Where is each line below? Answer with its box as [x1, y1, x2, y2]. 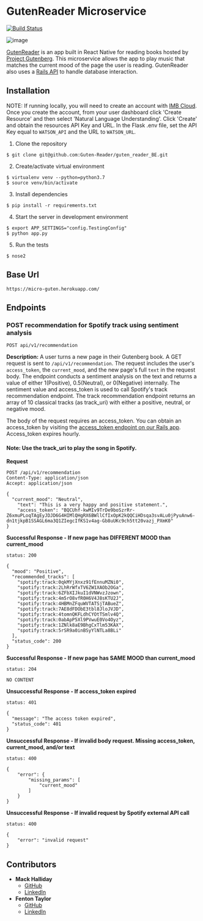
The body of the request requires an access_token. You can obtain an [6, 417, 182, 424]
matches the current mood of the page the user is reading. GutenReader [6, 61, 188, 69]
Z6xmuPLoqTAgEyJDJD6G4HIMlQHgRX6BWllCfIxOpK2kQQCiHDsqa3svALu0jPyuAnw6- [6, 513, 196, 519]
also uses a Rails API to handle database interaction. [6, 67, 138, 75]
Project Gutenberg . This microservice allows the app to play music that [6, 55, 185, 62]
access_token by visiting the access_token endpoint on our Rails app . [6, 424, 182, 431]
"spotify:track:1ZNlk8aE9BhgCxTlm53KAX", [17, 622, 124, 629]
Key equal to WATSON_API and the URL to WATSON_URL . [6, 128, 136, 136]
